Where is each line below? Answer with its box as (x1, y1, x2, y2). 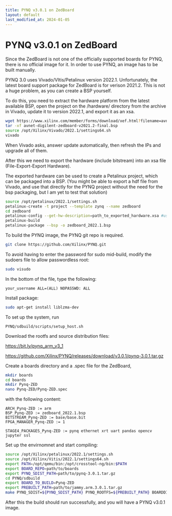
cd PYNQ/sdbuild (5, 476, 40, 481)
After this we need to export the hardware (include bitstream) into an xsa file (5, 157, 166, 163)
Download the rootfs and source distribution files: (5, 333, 110, 339)
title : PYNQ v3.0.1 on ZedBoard (5, 7, 74, 13)
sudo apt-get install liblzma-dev (5, 304, 79, 310)
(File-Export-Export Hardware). (5, 162, 71, 169)
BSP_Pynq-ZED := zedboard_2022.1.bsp (5, 410, 86, 416)
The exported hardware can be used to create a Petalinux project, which (5, 173, 158, 179)
